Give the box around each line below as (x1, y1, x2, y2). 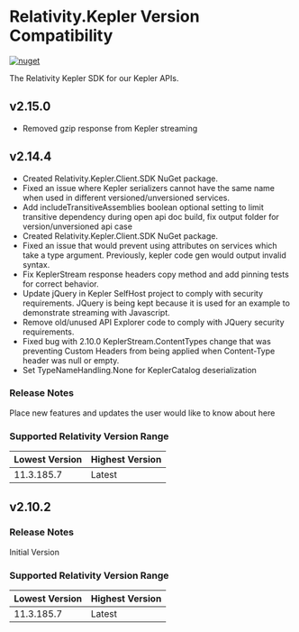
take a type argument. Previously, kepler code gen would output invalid (22, 250, 286, 261)
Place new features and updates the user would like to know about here (9, 408, 276, 418)
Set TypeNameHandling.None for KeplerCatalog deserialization (22, 364, 257, 375)
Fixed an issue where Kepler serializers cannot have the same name (22, 182, 275, 193)
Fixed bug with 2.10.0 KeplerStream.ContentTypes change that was (22, 335, 272, 346)
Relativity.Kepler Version (9, 6, 200, 27)
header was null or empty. (22, 354, 120, 366)
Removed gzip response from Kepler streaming (22, 123, 198, 133)
